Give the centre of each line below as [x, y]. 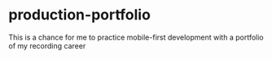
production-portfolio [79, 15]
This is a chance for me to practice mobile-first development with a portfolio [136, 37]
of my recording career [47, 45]
